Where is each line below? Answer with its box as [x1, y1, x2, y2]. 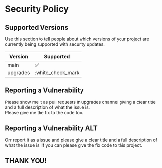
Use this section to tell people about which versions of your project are [5, 36, 149, 42]
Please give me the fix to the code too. [5, 109, 84, 115]
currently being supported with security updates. [5, 41, 105, 47]
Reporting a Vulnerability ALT [5, 124, 98, 133]
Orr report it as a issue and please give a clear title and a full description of [5, 137, 157, 143]
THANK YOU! [5, 157, 47, 165]
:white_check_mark [34, 69, 80, 76]
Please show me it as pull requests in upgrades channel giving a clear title [5, 99, 156, 105]
